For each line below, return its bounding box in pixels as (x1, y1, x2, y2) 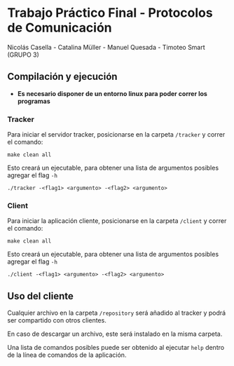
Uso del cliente (7, 290, 74, 302)
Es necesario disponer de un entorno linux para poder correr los (17, 89, 208, 97)
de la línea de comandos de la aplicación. (7, 351, 127, 359)
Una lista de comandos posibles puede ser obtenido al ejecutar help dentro (7, 344, 225, 352)
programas (17, 97, 50, 105)
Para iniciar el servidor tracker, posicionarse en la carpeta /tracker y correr (7, 130, 226, 139)
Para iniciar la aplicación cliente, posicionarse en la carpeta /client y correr (7, 217, 227, 225)
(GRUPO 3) (7, 50, 40, 59)
